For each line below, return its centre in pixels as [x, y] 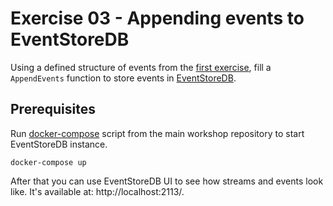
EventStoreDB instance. [59, 144]
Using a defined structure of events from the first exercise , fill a [141, 67]
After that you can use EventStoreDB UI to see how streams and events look [167, 181]
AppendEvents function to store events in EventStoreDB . [123, 78]
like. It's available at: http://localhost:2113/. [97, 191]
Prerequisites [53, 109]
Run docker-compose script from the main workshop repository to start [157, 133]
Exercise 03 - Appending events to [157, 18]
